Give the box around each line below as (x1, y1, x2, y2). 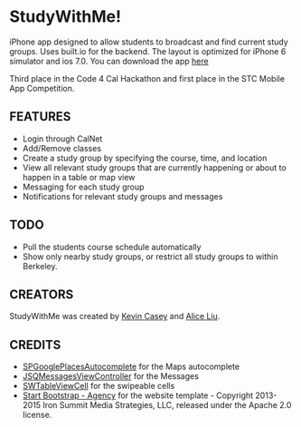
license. (22, 410, 52, 421)
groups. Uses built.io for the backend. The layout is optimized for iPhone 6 (9, 45, 287, 56)
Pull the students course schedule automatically (22, 241, 202, 252)
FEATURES (9, 109, 71, 124)
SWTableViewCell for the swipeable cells (22, 381, 175, 392)
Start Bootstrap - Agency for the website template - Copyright (22, 390, 254, 401)
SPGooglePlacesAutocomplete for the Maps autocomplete (22, 361, 240, 373)
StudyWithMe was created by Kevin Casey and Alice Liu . (9, 311, 221, 322)
